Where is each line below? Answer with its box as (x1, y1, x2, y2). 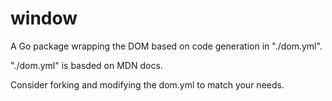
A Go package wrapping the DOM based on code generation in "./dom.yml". (10, 40, 323, 52)
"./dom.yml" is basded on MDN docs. (10, 59, 163, 71)
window (10, 7, 78, 30)
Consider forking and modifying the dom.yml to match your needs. (10, 78, 285, 91)
